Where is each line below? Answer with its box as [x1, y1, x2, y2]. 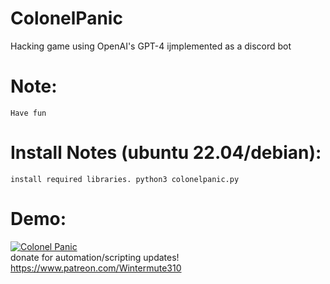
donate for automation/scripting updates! [10, 251, 180, 263]
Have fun [10, 108, 47, 118]
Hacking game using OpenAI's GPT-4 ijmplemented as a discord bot [10, 40, 292, 52]
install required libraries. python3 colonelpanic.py [10, 174, 240, 184]
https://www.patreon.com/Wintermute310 [10, 262, 182, 274]
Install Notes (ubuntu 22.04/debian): [10, 142, 322, 164]
